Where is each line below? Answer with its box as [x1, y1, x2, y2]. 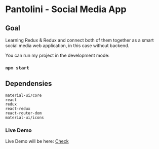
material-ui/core [5, 93, 42, 98]
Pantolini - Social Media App [5, 4, 127, 15]
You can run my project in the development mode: [5, 52, 110, 58]
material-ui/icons [5, 115, 44, 120]
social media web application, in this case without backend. [5, 43, 130, 49]
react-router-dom [5, 110, 42, 116]
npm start [5, 65, 29, 70]
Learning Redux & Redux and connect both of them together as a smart [5, 37, 154, 43]
